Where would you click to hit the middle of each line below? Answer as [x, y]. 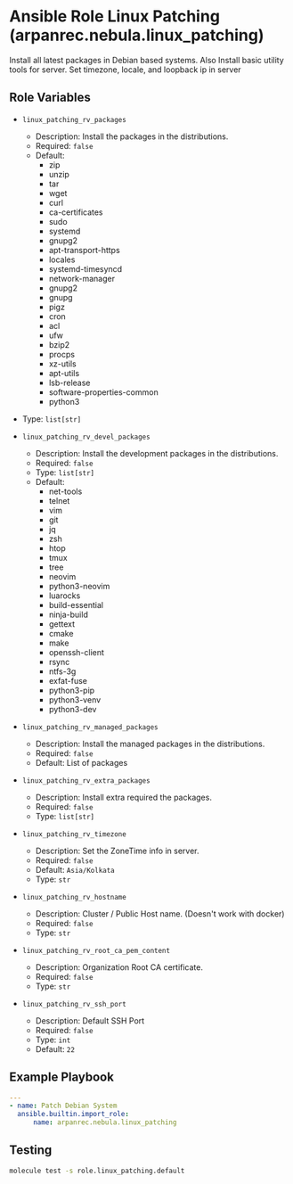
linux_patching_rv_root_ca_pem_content [96, 950]
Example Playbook [61, 1077]
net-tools [65, 491]
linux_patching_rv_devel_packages [86, 437]
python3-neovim [79, 586]
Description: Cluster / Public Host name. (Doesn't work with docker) [160, 913]
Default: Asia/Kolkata [75, 869]
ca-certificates [76, 212]
